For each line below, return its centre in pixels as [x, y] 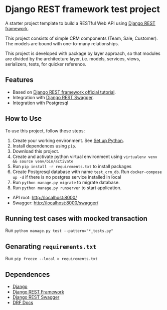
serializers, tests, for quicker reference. [46, 64]
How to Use [24, 119]
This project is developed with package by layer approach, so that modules [83, 53]
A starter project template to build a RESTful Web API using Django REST [80, 23]
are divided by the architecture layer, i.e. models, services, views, [73, 58]
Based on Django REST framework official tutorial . [64, 92]
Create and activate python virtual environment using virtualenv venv [85, 157]
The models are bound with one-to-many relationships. [62, 43]
